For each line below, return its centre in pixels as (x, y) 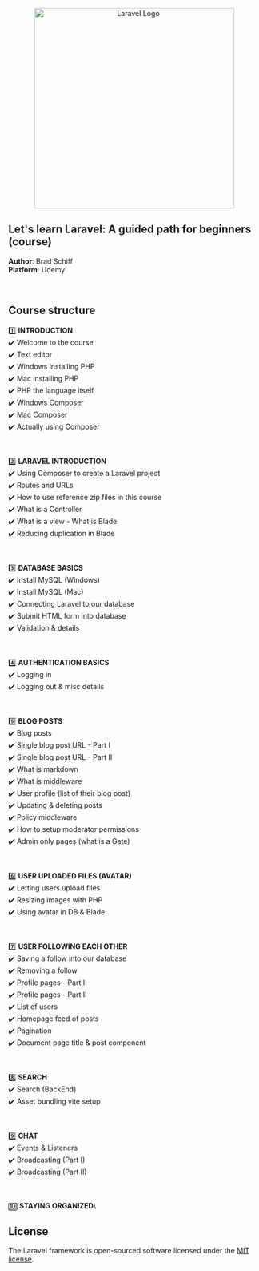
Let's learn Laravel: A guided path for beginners (130, 230)
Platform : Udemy (37, 269)
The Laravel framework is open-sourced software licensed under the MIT (129, 1251)
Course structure (52, 311)
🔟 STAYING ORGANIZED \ (52, 1205)
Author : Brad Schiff (41, 261)
